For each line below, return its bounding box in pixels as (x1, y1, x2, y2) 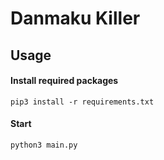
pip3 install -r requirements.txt (10, 97, 155, 107)
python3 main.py (10, 140, 78, 150)
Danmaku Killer (10, 7, 141, 30)
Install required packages (10, 75, 119, 87)
